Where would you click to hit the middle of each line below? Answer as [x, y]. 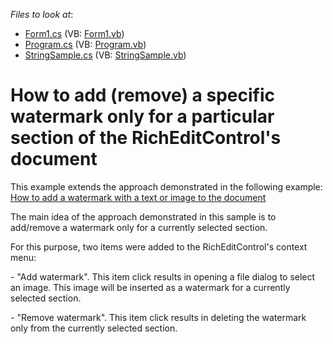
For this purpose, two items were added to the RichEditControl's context [159, 246]
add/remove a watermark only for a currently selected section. [139, 227]
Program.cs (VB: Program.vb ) [85, 44]
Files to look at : [42, 14]
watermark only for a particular [142, 116]
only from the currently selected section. [94, 328]
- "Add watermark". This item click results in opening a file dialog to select [163, 276]
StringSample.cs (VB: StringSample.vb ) [105, 55]
